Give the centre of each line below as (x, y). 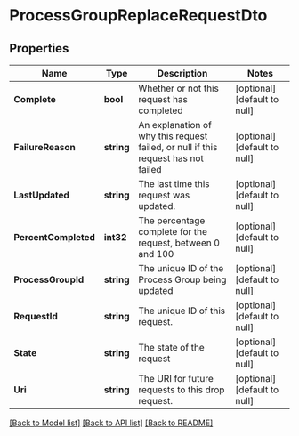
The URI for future (176, 379)
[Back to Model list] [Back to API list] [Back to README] (111, 423)
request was (164, 195)
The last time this (174, 184)
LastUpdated (41, 195)
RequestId (36, 316)
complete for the (173, 232)
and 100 (156, 254)
